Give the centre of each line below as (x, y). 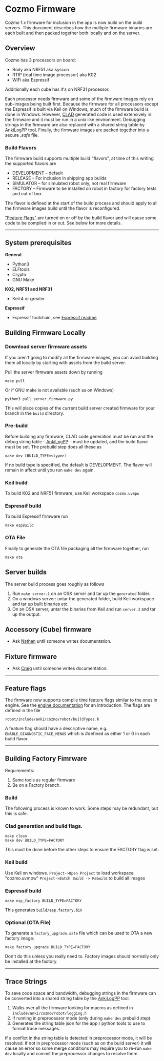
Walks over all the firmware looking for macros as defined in (72, 1008)
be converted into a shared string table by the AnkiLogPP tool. (68, 999)
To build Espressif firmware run (37, 516)
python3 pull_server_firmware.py (39, 399)
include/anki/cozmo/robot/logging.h (49, 1014)
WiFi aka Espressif (31, 80)
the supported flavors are (31, 163)
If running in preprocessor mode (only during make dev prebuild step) (81, 1018)
